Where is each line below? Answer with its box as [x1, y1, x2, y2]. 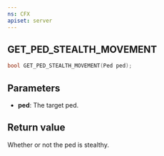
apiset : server [7, 17, 53, 24]
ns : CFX [7, 10, 31, 18]
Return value [7, 122, 66, 134]
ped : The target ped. [17, 101, 79, 109]
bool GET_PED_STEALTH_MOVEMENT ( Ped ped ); [7, 62, 133, 70]
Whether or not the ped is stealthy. [7, 140, 109, 149]
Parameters [7, 82, 61, 94]
